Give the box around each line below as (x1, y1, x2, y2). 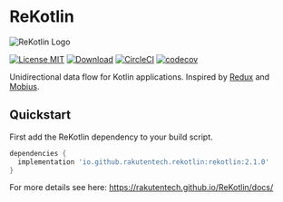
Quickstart (9, 107, 72, 123)
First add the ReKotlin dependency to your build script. (9, 131, 213, 142)
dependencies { (9, 149, 67, 158)
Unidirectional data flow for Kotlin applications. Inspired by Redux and (9, 71, 270, 82)
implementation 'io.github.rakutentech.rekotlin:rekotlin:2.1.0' (17, 157, 270, 167)
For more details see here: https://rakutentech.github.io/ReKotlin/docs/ (9, 182, 274, 193)
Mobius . (9, 81, 40, 91)
